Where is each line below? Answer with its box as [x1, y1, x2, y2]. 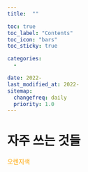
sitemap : [7, 87, 33, 95]
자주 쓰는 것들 [7, 133, 81, 149]
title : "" [7, 10, 39, 18]
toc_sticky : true [7, 43, 58, 50]
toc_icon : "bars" [7, 36, 58, 43]
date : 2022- [7, 74, 42, 81]
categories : [7, 55, 42, 62]
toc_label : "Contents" [7, 29, 73, 37]
